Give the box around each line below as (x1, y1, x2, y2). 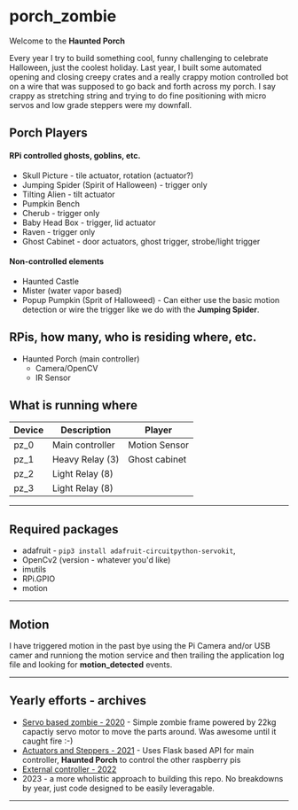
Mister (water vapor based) (21, 285, 122, 296)
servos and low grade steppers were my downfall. (9, 99, 192, 110)
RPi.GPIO (21, 573, 56, 584)
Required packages (9, 521, 119, 537)
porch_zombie (9, 6, 117, 27)
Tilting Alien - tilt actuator (21, 189, 115, 199)
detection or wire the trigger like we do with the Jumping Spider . (21, 304, 260, 315)
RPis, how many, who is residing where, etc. (9, 330, 257, 345)
